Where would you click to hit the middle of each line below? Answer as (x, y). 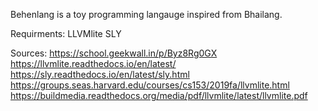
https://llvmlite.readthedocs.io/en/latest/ (93, 63)
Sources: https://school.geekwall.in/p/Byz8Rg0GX (114, 53)
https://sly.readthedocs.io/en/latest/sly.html (100, 74)
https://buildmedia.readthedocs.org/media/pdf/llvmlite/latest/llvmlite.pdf (159, 95)
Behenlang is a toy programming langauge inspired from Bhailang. (146, 14)
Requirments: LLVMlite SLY (66, 33)
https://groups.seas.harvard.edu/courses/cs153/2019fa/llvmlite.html (150, 85)
